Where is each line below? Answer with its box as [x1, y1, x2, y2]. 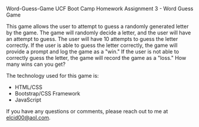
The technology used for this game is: [6, 72, 99, 79]
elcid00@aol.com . [6, 114, 51, 121]
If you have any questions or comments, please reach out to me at [6, 108, 168, 115]
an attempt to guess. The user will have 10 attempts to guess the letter [6, 36, 178, 42]
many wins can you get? [6, 61, 66, 68]
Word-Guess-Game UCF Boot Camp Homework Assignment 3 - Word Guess [6, 5, 194, 12]
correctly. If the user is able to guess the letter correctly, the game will [6, 42, 178, 49]
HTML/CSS [14, 84, 43, 91]
